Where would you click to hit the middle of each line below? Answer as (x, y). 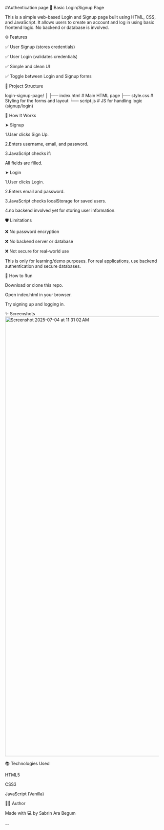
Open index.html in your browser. (39, 295)
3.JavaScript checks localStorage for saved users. (56, 201)
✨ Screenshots (20, 314)
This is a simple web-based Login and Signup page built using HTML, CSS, (81, 17)
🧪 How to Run (19, 276)
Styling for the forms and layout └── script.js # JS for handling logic (74, 101)
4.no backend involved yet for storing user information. (60, 210)
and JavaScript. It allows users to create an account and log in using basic (80, 22)
